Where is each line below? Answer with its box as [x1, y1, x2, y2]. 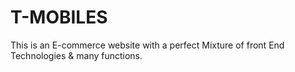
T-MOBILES [10, 6, 108, 29]
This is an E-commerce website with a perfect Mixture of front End [10, 39, 285, 51]
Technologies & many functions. [10, 49, 143, 61]
